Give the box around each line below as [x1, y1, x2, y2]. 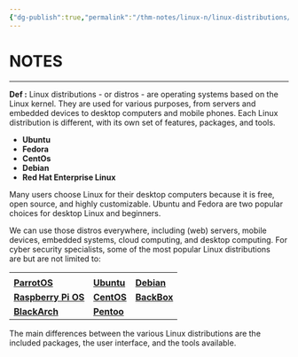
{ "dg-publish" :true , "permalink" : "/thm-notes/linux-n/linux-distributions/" [9, 12, 295, 22]
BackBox [135, 291, 174, 303]
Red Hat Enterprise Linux [21, 172, 116, 182]
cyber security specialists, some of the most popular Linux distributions [9, 244, 271, 254]
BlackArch [13, 305, 59, 317]
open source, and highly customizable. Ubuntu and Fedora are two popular [9, 198, 284, 209]
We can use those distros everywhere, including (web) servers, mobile [9, 225, 268, 236]
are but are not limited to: [9, 253, 101, 264]
